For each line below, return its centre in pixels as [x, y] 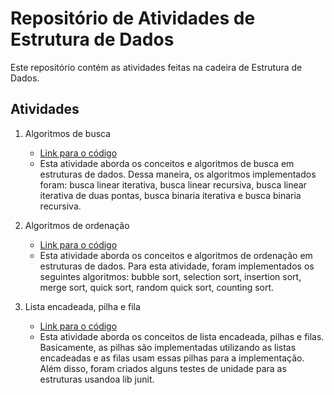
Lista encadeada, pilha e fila [82, 306]
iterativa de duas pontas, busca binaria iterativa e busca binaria [170, 195]
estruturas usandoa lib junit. [97, 379]
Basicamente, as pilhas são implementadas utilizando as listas [168, 347]
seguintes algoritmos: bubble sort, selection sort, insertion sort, [170, 276]
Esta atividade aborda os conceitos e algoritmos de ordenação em [176, 255]
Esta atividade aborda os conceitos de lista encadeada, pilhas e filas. [182, 336]
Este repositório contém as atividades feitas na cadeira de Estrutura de [156, 67]
